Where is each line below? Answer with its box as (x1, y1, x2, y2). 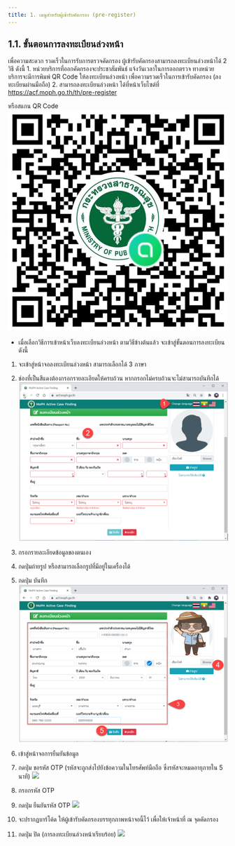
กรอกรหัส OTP (17, 786, 55, 795)
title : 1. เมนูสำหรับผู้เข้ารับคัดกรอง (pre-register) (8, 11, 136, 18)
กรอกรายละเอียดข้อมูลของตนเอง (17, 548, 92, 556)
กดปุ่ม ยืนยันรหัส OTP (17, 801, 71, 810)
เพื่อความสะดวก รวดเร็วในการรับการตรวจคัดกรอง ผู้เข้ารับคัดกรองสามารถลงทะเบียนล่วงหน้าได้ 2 (8, 57, 227, 65)
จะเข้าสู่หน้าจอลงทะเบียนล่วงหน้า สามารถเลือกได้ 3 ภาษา (17, 360, 147, 368)
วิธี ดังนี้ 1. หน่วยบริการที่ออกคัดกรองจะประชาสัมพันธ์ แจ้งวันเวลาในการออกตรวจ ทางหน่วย (8, 65, 215, 73)
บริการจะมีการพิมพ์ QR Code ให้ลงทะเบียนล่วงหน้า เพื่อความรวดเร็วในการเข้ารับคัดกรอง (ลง (8, 72, 221, 81)
